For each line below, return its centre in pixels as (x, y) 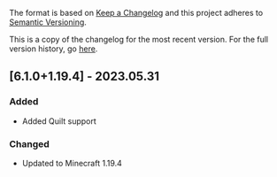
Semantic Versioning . (48, 22)
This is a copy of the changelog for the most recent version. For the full (138, 39)
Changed (30, 143)
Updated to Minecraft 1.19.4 (72, 163)
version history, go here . (54, 49)
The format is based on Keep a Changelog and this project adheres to (136, 13)
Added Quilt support (59, 121)
